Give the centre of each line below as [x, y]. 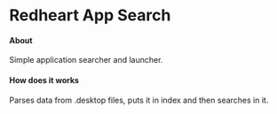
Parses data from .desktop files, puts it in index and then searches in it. [139, 100]
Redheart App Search [90, 15]
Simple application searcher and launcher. [86, 60]
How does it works [44, 80]
